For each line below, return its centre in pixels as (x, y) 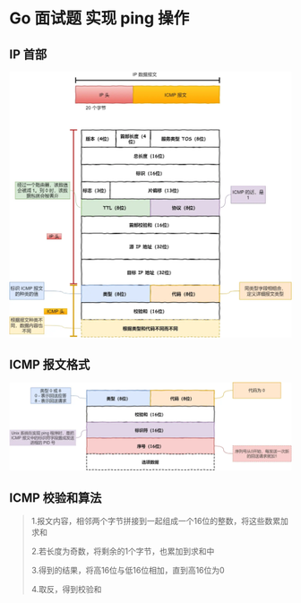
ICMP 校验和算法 (56, 498)
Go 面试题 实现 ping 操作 (99, 18)
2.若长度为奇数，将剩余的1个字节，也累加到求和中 (123, 551)
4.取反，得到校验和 (66, 590)
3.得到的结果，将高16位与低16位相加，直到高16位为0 (128, 571)
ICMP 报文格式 (50, 365)
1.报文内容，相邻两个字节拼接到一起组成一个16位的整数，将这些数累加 (159, 521)
